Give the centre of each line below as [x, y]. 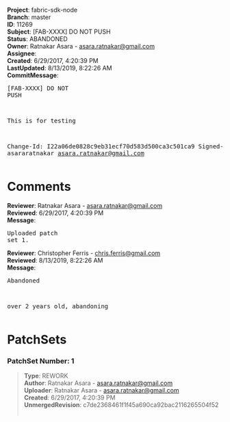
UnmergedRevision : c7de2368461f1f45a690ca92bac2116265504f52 [121, 405]
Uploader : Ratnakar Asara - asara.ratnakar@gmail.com [101, 391]
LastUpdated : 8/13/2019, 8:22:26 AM [60, 68]
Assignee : [22, 53]
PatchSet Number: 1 [41, 361]
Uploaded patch [33, 233]
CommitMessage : [33, 75]
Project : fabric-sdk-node [42, 10]
